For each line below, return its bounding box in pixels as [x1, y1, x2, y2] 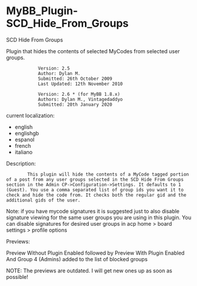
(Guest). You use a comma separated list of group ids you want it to [6, 187, 184, 193]
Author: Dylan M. [37, 70, 81, 76]
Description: [6, 160, 36, 167]
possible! [6, 273, 28, 280]
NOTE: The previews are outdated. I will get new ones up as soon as [6, 267, 173, 274]
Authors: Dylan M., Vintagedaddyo [37, 96, 123, 102]
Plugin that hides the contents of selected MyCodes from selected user [6, 47, 180, 54]
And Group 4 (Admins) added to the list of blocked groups [6, 255, 148, 262]
